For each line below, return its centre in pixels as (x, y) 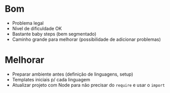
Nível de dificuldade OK (37, 28)
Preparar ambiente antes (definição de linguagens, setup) (73, 74)
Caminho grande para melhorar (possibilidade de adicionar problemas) (87, 39)
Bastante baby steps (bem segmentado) (54, 34)
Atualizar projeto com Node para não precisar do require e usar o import (88, 85)
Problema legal (28, 23)
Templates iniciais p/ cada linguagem (51, 79)
